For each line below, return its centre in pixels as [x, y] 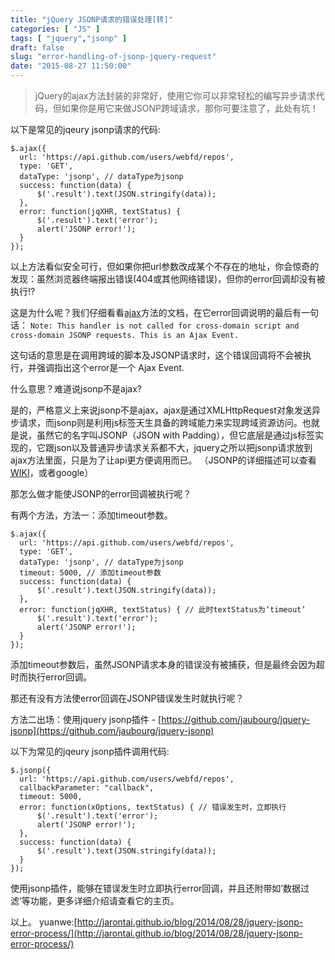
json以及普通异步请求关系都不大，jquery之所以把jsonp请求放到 [183, 447]
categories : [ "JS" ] [55, 29]
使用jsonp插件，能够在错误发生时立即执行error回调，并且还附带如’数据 [156, 888]
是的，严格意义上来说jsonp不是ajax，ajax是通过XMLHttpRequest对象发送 [161, 410]
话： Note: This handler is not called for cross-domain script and [155, 325]
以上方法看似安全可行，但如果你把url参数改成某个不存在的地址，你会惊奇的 [165, 266]
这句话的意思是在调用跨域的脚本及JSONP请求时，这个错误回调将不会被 [156, 355]
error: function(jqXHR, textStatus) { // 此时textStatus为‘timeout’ [163, 610]
